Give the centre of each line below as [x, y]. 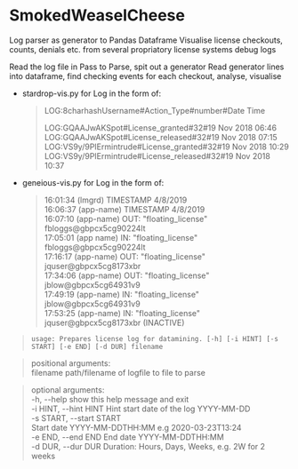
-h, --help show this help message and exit [110, 399]
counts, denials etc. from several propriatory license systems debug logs [143, 49]
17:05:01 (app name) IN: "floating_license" [121, 237]
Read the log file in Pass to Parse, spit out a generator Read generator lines [147, 67]
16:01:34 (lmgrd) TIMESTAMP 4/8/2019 [116, 200]
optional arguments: [68, 390]
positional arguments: [71, 363]
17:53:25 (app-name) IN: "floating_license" [122, 313]
